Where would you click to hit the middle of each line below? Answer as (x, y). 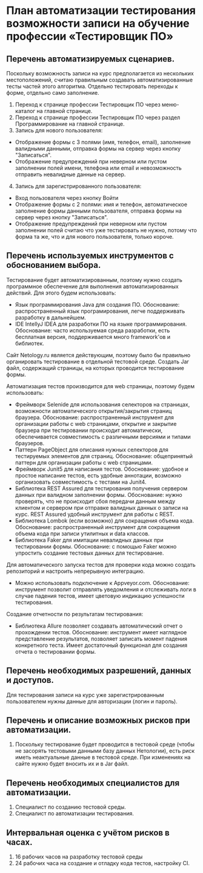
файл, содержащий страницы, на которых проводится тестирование (95, 368)
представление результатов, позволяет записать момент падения (101, 638)
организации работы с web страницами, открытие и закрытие (96, 423)
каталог (25, 111)
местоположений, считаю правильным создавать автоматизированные (99, 80)
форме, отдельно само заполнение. (53, 93)
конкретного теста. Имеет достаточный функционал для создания (101, 645)
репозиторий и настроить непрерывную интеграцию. (76, 571)
